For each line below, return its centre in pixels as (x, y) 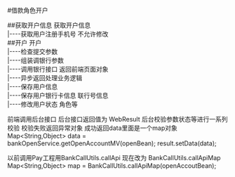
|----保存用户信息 (33, 87)
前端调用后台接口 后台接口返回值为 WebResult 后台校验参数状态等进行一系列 (117, 119)
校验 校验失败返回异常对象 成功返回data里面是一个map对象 (92, 128)
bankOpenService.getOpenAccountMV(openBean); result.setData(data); (112, 143)
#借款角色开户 (28, 10)
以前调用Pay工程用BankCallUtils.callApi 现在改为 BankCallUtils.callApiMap (114, 158)
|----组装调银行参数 (36, 60)
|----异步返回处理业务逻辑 (45, 78)
